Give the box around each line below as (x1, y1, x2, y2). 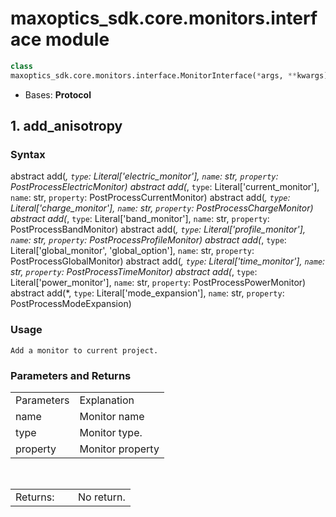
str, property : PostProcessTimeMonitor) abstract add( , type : (10, 266, 258, 278)
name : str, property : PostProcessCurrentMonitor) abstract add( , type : (10, 192, 291, 204)
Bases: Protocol (24, 88, 92, 101)
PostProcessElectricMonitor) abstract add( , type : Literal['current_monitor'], (10, 181, 320, 193)
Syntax (10, 148, 46, 161)
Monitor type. (79, 425, 143, 439)
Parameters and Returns (10, 368, 132, 382)
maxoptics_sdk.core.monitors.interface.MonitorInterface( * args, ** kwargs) (10, 70, 329, 81)
